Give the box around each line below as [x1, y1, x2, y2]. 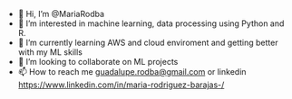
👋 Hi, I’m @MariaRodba [17, 9, 105, 19]
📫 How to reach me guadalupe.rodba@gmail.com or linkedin [17, 67, 247, 76]
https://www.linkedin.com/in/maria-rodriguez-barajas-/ [17, 79, 225, 90]
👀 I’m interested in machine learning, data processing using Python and [17, 18, 285, 29]
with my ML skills [17, 47, 83, 58]
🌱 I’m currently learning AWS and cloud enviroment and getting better [17, 37, 278, 48]
